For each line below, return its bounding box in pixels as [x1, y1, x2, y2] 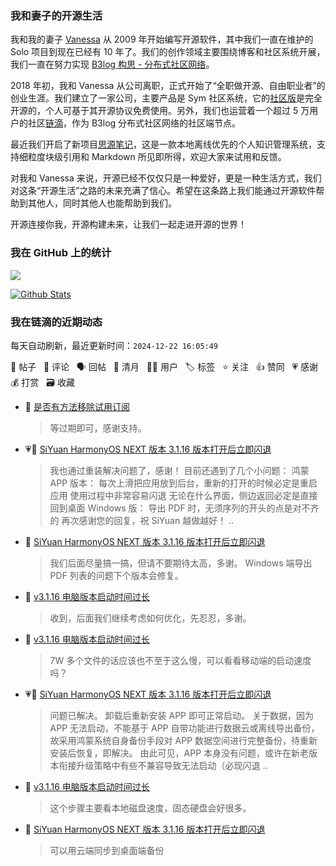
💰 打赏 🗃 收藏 [10, 376, 75, 388]
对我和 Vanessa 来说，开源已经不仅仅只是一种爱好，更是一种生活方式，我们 [10, 172, 322, 184]
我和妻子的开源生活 [10, 8, 103, 22]
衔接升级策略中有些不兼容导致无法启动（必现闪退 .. [58, 759, 268, 771]
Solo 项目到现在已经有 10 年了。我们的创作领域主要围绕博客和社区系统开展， [10, 46, 326, 58]
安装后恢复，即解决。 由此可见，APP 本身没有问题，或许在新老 [49, 747, 310, 759]
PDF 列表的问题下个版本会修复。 [49, 569, 184, 581]
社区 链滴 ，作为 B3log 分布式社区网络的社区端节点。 [27, 117, 242, 129]
